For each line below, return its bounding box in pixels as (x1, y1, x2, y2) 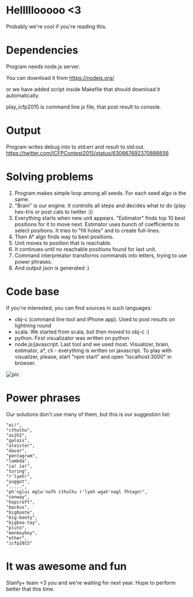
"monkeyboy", (6, 529, 38, 536)
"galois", (6, 437, 30, 443)
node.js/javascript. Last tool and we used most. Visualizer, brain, (14, 340, 170, 348)
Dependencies (6, 43, 78, 57)
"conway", (6, 494, 30, 500)
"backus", (6, 504, 30, 510)
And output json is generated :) (14, 264, 89, 271)
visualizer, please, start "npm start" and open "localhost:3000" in (14, 353, 172, 360)
